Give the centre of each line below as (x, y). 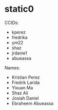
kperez (19, 32)
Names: (12, 68)
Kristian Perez (26, 77)
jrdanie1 (19, 53)
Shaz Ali (20, 93)
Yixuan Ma (22, 87)
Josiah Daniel (25, 98)
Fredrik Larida (26, 82)
